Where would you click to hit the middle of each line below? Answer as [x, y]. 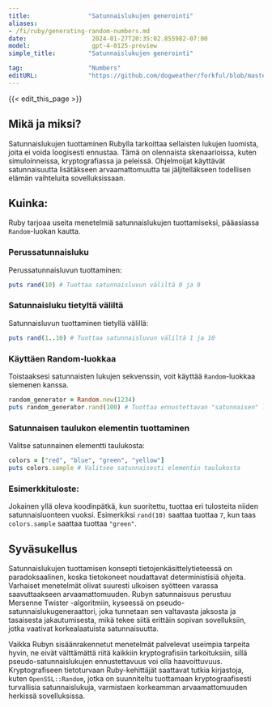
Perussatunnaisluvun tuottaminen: [66, 270]
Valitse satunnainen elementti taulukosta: [77, 446]
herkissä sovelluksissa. [47, 696]
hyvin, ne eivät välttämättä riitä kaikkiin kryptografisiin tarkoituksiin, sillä [128, 653]
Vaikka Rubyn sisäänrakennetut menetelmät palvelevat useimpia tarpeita [129, 644]
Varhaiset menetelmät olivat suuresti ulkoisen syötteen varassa [113, 585]
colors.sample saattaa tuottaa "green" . [73, 523]
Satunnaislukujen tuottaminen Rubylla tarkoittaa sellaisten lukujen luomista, [134, 143]
